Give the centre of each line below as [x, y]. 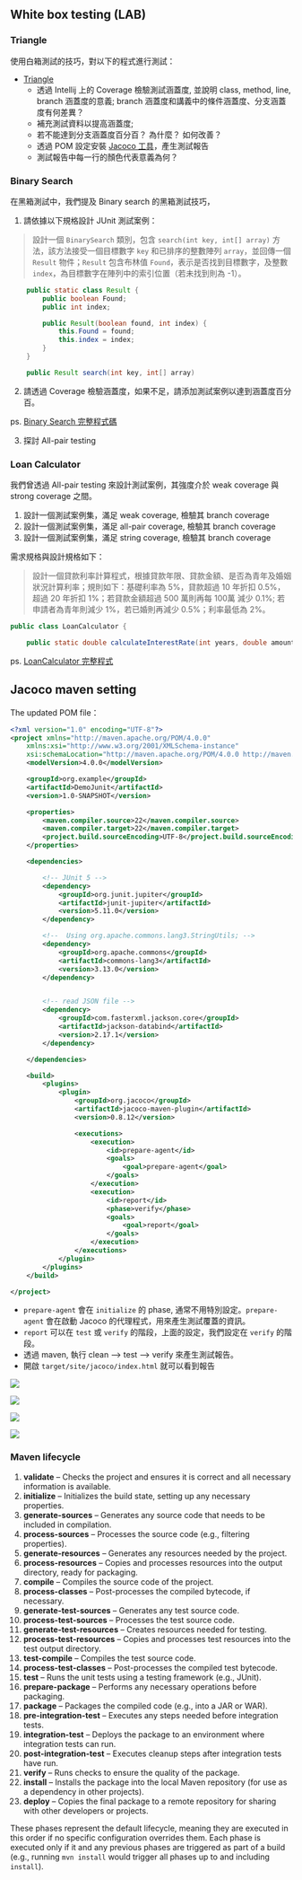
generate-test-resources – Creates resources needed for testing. [145, 1630]
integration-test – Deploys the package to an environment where [144, 1734]
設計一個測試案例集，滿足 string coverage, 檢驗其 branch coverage [147, 538]
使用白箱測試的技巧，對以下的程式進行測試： [93, 61]
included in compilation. [67, 1524]
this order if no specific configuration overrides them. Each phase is [135, 1837]
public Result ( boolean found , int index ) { [125, 323]
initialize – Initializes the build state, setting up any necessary [137, 1496]
